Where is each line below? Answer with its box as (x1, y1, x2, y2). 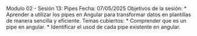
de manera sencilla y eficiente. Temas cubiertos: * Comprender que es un (6, 17, 187, 24)
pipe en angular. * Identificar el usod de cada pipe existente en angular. (6, 23, 181, 30)
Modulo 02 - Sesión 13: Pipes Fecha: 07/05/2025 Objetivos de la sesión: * (6, 5, 187, 12)
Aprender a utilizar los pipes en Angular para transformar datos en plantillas (6, 11, 192, 18)
